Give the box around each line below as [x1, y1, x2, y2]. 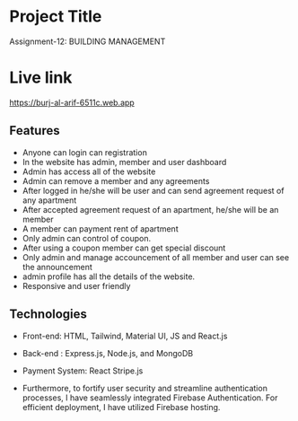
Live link [9, 67, 73, 88]
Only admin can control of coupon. [22, 232, 152, 243]
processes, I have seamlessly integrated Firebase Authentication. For [22, 392, 278, 403]
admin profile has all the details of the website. [22, 271, 196, 282]
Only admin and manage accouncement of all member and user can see [22, 251, 290, 262]
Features [9, 123, 60, 138]
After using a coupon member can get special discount [22, 242, 226, 253]
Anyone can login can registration [22, 146, 148, 158]
